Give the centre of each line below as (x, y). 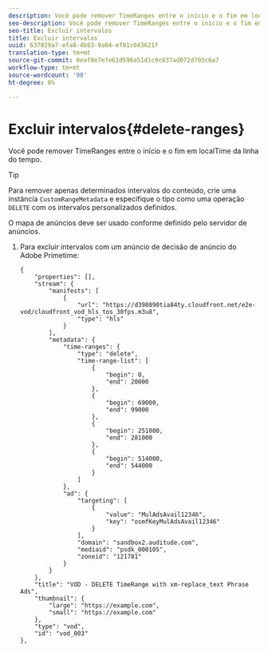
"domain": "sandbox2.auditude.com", (138, 543)
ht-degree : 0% (32, 82)
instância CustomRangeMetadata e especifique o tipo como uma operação (126, 199)
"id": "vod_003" (61, 634)
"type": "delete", (108, 354)
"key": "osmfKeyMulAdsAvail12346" (163, 522)
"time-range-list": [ (113, 361)
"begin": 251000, (134, 431)
